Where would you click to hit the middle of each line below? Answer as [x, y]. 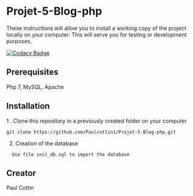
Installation [28, 106]
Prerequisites [32, 72]
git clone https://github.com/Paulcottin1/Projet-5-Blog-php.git [91, 132]
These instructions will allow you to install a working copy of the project [96, 28]
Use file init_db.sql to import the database [71, 154]
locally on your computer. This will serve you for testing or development [97, 34]
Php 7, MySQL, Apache [35, 87]
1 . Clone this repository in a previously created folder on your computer [97, 121]
